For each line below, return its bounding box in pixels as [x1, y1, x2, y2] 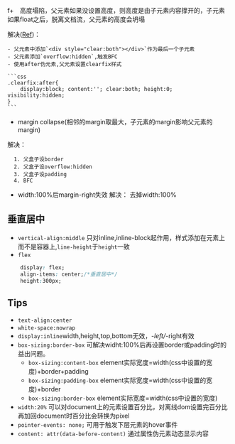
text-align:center [17, 317, 72, 325]
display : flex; [20, 264, 65, 271]
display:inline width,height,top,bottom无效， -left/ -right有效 [17, 332, 195, 340]
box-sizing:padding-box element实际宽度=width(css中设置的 [28, 376, 207, 385]
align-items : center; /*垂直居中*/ [20, 271, 119, 278]
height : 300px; [20, 277, 62, 284]
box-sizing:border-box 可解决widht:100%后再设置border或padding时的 [17, 340, 227, 350]
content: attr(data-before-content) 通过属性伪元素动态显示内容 [17, 429, 209, 438]
